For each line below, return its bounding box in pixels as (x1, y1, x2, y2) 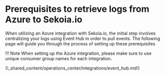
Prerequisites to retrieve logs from (5, 3, 150, 15)
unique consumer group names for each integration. (5, 55, 112, 61)
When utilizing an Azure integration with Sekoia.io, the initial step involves (5, 30, 156, 36)
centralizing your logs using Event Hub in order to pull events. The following (5, 36, 161, 41)
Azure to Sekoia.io (5, 14, 82, 25)
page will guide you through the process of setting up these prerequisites (5, 40, 156, 46)
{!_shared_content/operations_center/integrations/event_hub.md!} (5, 65, 140, 71)
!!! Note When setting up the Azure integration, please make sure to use (5, 50, 152, 56)
